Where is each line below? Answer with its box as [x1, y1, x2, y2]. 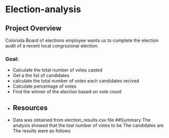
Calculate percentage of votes [12, 83, 77, 90]
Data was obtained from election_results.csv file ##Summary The [12, 117, 151, 123]
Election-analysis [5, 4, 81, 15]
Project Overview [5, 24, 62, 33]
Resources [12, 103, 48, 112]
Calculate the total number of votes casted [12, 67, 103, 73]
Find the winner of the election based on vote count [12, 89, 122, 95]
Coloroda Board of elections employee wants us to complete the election [5, 37, 159, 43]
